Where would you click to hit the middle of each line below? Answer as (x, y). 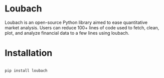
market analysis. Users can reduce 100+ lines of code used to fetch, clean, (82, 27)
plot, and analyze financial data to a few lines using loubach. (67, 33)
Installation (29, 53)
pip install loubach (26, 71)
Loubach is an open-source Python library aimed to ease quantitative (76, 22)
